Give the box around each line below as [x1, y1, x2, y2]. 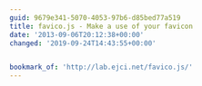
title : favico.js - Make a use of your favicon [9, 22, 194, 31]
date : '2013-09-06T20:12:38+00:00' [9, 30, 145, 39]
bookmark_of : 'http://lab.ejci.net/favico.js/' [9, 62, 194, 72]
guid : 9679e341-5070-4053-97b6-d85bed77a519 [9, 13, 181, 23]
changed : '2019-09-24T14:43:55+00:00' [9, 38, 157, 48]
